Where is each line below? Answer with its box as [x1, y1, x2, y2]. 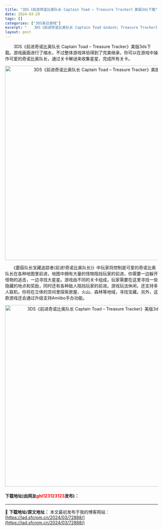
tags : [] [5, 16, 23, 21]
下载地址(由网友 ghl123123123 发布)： [5, 493, 79, 498]
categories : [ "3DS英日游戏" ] [5, 20, 61, 26]
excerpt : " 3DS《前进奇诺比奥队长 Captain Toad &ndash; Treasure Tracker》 [5, 25, 159, 30]
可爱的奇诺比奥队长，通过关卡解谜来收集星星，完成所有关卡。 [9, 56, 132, 61]
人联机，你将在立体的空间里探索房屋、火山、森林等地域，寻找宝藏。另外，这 [5, 289, 158, 294]
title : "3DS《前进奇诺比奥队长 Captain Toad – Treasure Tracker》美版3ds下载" [5, 7, 158, 12]
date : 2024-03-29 [5, 12, 40, 17]
